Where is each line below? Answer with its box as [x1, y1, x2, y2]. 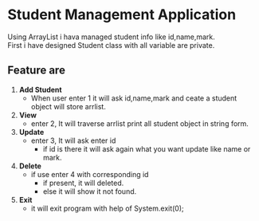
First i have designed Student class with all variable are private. [7, 40, 215, 49]
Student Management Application [7, 6, 237, 24]
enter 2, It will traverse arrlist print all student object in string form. [30, 118, 249, 128]
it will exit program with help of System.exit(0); [30, 203, 184, 213]
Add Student [18, 85, 62, 94]
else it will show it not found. [42, 186, 137, 196]
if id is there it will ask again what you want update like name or [42, 144, 251, 153]
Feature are [7, 64, 65, 77]
